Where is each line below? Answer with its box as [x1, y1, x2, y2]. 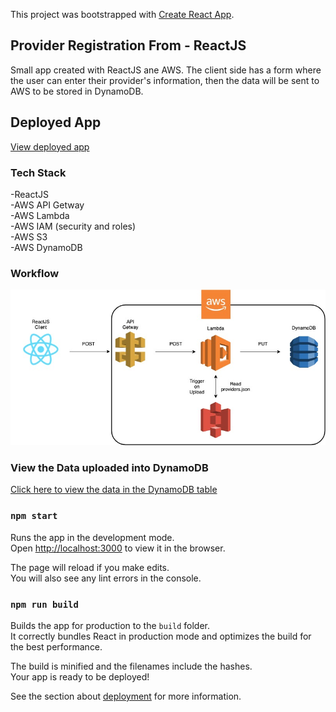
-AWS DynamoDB [10, 241, 83, 253]
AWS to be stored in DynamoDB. [10, 85, 144, 97]
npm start [10, 510, 58, 522]
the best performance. [10, 641, 103, 653]
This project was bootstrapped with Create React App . [10, 9, 235, 20]
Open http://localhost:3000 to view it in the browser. [10, 542, 226, 554]
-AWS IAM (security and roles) [10, 220, 137, 232]
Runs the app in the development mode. [10, 531, 175, 543]
